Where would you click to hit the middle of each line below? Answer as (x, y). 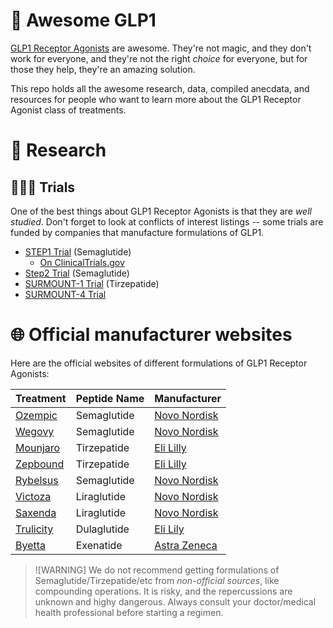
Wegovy (35, 431)
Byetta (31, 545)
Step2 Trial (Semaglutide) (77, 273)
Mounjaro (38, 447)
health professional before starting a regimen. (129, 612)
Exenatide (99, 545)
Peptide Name (110, 398)
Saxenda (36, 512)
